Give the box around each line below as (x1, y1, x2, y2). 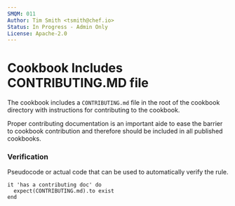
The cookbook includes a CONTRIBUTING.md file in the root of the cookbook (7, 98, 220, 107)
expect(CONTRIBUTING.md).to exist (13, 188, 114, 195)
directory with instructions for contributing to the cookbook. (7, 106, 180, 115)
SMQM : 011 (7, 10, 36, 18)
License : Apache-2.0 (7, 30, 68, 37)
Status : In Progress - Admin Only (7, 23, 109, 30)
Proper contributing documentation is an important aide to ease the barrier (7, 120, 223, 128)
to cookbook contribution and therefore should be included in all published (7, 127, 223, 136)
